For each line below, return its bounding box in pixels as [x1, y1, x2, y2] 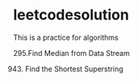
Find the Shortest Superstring [24, 63, 123, 74]
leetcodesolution [13, 6, 130, 24]
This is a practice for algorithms [13, 32, 119, 42]
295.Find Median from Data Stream [13, 48, 130, 58]
